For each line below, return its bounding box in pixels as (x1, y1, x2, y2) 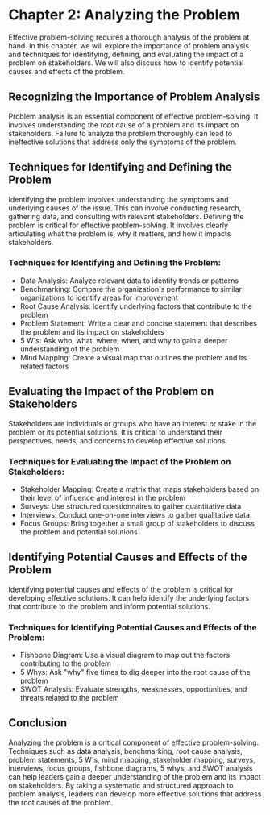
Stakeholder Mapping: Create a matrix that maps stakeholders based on (19, 484, 260, 493)
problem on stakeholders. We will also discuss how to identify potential (8, 58, 244, 68)
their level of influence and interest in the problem (19, 493, 186, 502)
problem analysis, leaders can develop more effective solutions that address (8, 788, 262, 799)
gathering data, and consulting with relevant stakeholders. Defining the (8, 211, 244, 221)
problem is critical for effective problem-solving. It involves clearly (8, 220, 228, 230)
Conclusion (8, 716, 68, 730)
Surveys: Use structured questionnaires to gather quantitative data (19, 501, 242, 511)
